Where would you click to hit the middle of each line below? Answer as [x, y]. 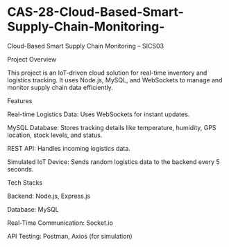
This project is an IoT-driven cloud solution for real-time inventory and [107, 73]
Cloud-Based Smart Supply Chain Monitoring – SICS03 [86, 46]
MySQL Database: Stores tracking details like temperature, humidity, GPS [112, 127]
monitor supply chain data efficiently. [60, 87]
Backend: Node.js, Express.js [49, 196]
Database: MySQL [33, 209]
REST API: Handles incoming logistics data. [69, 148]
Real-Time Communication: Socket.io [60, 223]
